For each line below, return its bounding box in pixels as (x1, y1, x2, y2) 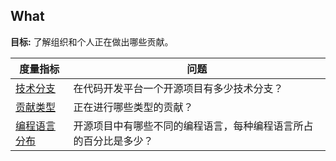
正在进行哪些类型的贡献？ (73, 100, 194, 114)
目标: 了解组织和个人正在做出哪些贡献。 (10, 35, 174, 48)
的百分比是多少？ (73, 134, 154, 148)
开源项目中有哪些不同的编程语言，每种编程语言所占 (73, 119, 314, 133)
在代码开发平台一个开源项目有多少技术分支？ (73, 81, 284, 95)
